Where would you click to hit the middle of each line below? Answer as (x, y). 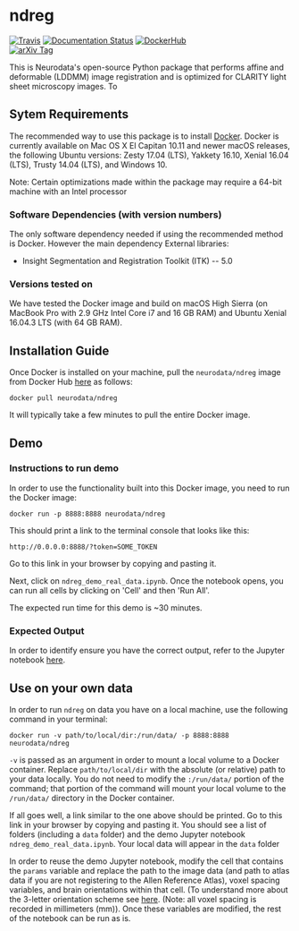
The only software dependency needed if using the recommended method (146, 235)
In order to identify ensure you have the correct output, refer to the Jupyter (147, 651)
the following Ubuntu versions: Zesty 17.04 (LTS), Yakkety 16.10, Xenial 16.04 (149, 155)
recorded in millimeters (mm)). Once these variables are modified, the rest (145, 909)
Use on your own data (71, 688)
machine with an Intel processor (68, 191)
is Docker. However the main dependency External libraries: (119, 243)
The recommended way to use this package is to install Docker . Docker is (144, 136)
